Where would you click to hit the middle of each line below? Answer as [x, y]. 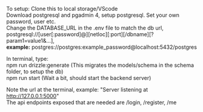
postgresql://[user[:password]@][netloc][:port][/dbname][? [80, 34]
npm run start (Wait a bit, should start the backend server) [79, 78]
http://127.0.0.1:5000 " [33, 96]
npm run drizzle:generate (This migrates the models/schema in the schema [100, 65]
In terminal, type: [27, 59]
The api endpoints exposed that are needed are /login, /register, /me [92, 102]
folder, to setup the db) [35, 71]
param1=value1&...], [30, 41]
